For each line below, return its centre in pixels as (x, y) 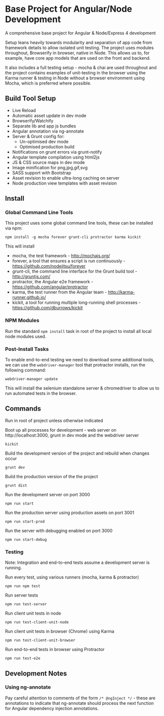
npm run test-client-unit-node (37, 623)
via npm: (14, 228)
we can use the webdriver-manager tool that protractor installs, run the (75, 365)
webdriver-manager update (31, 379)
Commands (23, 409)
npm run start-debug (26, 539)
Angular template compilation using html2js (56, 157)
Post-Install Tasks (27, 349)
